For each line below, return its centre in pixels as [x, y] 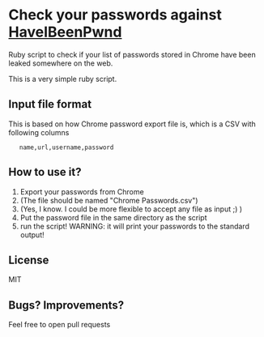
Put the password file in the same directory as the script [114, 217]
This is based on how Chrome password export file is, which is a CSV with [132, 124]
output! [32, 235]
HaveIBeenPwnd [65, 32]
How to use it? [45, 172]
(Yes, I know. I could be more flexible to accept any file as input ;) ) [131, 209]
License [29, 260]
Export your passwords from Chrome [82, 191]
